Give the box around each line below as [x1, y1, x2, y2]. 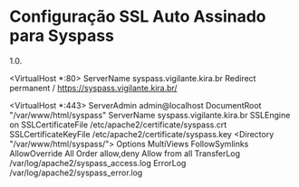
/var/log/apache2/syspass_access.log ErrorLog [9, 157, 187, 168]
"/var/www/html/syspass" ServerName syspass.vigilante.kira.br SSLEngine [9, 109, 291, 120]
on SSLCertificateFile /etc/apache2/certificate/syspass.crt [9, 119, 227, 130]
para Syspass [9, 25, 115, 46]
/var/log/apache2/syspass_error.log [9, 167, 143, 178]
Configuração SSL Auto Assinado [9, 6, 266, 27]
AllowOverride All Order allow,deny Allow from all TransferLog [9, 147, 241, 159]
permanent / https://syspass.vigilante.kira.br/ [9, 82, 178, 93]
